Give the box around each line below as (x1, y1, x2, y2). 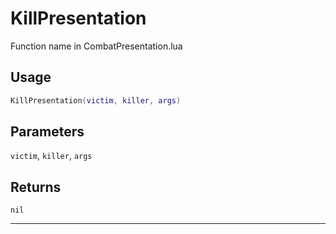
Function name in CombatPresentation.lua (10, 40, 183, 52)
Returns (10, 178, 62, 196)
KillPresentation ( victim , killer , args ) (10, 95, 182, 106)
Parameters (10, 123, 85, 141)
